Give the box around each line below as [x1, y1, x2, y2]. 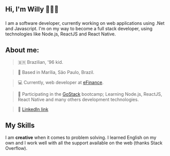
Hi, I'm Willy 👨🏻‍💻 [5, 5, 59, 14]
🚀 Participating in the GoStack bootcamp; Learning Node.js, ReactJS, [17, 91, 162, 97]
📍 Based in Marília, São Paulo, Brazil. [17, 69, 95, 75]
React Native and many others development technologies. [17, 97, 139, 103]
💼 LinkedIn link [17, 106, 49, 112]
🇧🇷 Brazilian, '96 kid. [17, 59, 63, 65]
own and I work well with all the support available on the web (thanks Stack [5, 140, 163, 146]
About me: [5, 46, 40, 54]
